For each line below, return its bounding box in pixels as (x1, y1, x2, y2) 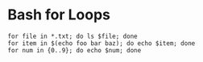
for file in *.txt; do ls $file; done (7, 32, 138, 40)
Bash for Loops (7, 6, 110, 24)
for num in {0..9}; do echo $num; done (7, 46, 142, 54)
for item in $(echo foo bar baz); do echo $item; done (7, 39, 196, 48)
